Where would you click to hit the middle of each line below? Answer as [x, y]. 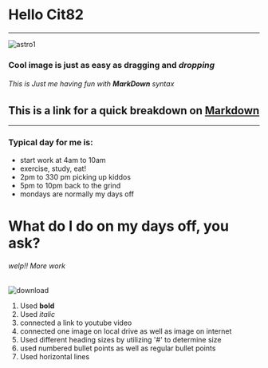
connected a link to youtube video [76, 323]
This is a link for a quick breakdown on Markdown [134, 111]
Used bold [37, 306]
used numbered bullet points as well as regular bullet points [118, 348]
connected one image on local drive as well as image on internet [126, 331]
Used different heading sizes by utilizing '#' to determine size [120, 340]
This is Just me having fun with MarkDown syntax [91, 84]
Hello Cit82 [46, 15]
